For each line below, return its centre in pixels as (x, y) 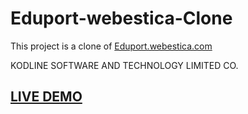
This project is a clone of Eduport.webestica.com (111, 46)
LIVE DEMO (46, 97)
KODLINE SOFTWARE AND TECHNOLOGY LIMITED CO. (124, 65)
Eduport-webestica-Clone (121, 18)
